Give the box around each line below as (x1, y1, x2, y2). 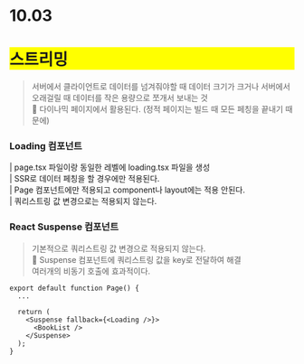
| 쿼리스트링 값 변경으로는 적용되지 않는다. (9, 196, 157, 207)
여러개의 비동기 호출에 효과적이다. (31, 266, 151, 276)
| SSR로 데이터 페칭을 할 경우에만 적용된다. (9, 173, 160, 184)
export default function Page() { (9, 284, 140, 293)
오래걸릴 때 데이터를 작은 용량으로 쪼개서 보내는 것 (31, 92, 208, 104)
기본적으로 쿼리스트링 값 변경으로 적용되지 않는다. (31, 243, 206, 254)
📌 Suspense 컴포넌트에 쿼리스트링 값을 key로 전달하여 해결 (31, 254, 242, 265)
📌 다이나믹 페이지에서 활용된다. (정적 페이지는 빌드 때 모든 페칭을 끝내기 (31, 104, 283, 115)
